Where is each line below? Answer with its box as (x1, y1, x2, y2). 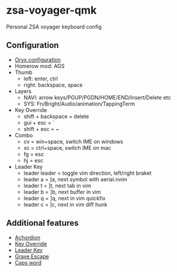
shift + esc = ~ (23, 125, 60, 132)
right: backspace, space (23, 81, 83, 88)
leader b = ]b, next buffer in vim (23, 188, 101, 196)
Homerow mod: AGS (14, 62, 65, 69)
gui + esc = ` (23, 119, 55, 126)
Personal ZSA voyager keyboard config (6, 23, 102, 30)
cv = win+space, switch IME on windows (23, 137, 123, 145)
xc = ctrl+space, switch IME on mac (23, 144, 111, 151)
